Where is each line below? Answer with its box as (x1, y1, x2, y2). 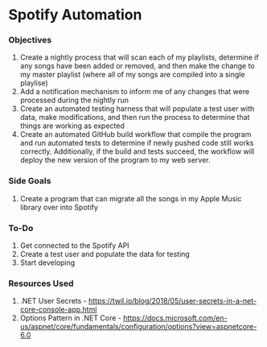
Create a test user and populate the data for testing (19, 250, 191, 259)
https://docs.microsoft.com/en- (123, 313, 228, 323)
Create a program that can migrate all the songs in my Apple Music (19, 193, 242, 203)
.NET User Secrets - (19, 296, 87, 306)
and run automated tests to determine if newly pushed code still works (19, 138, 254, 148)
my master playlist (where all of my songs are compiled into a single (19, 70, 245, 80)
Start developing (19, 258, 76, 267)
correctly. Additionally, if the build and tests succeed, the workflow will (19, 147, 255, 156)
